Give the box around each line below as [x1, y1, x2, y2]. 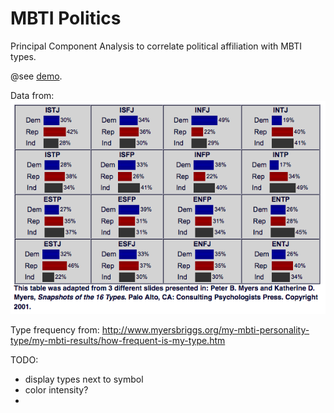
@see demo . [10, 70, 63, 82]
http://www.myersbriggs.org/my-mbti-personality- [101, 324, 310, 336]
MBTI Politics [10, 7, 122, 30]
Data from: [10, 89, 55, 101]
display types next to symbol [24, 373, 144, 386]
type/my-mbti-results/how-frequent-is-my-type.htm [10, 335, 226, 347]
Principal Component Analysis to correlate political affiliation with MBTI [10, 40, 303, 52]
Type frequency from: [10, 324, 100, 336]
